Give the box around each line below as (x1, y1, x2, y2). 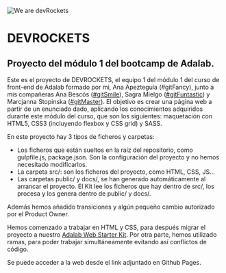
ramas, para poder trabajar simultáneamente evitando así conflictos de (7, 238, 207, 246)
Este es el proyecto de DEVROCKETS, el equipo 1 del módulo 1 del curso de (7, 76, 220, 83)
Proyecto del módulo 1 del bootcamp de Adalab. (7, 57, 214, 69)
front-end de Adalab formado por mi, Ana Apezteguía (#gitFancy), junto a (7, 83, 214, 91)
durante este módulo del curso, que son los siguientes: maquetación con (7, 112, 213, 120)
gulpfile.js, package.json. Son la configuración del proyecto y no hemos (16, 153, 220, 161)
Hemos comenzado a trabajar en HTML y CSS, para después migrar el (7, 223, 206, 231)
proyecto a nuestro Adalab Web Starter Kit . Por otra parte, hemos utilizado (7, 231, 217, 239)
